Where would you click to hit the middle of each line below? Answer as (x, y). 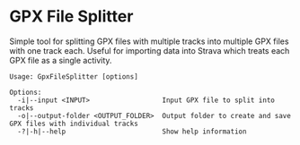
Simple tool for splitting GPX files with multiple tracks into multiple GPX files (149, 41)
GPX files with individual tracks (74, 124)
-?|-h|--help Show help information (132, 132)
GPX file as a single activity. (61, 60)
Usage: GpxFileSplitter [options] (74, 77)
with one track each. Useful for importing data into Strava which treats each (150, 50)
